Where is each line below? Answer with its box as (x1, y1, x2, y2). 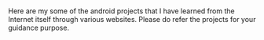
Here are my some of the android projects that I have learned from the (8, 6, 235, 16)
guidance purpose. (8, 23, 69, 33)
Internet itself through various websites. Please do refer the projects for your (8, 15, 256, 24)
